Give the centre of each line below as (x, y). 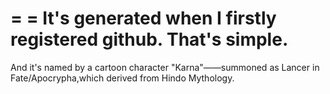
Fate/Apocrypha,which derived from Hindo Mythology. (122, 78)
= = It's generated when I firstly (143, 18)
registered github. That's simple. (149, 39)
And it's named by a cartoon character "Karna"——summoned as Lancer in (165, 67)
